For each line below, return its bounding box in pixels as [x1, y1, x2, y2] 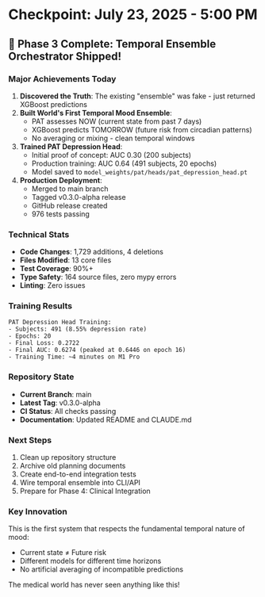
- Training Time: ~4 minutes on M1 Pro [8, 353, 140, 362]
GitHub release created [31, 201, 108, 210]
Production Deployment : [19, 175, 102, 185]
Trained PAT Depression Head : [19, 141, 123, 151]
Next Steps [8, 434, 52, 446]
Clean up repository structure [19, 453, 117, 462]
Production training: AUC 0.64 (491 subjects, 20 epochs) [31, 159, 217, 168]
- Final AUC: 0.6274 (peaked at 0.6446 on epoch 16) [8, 346, 186, 354]
